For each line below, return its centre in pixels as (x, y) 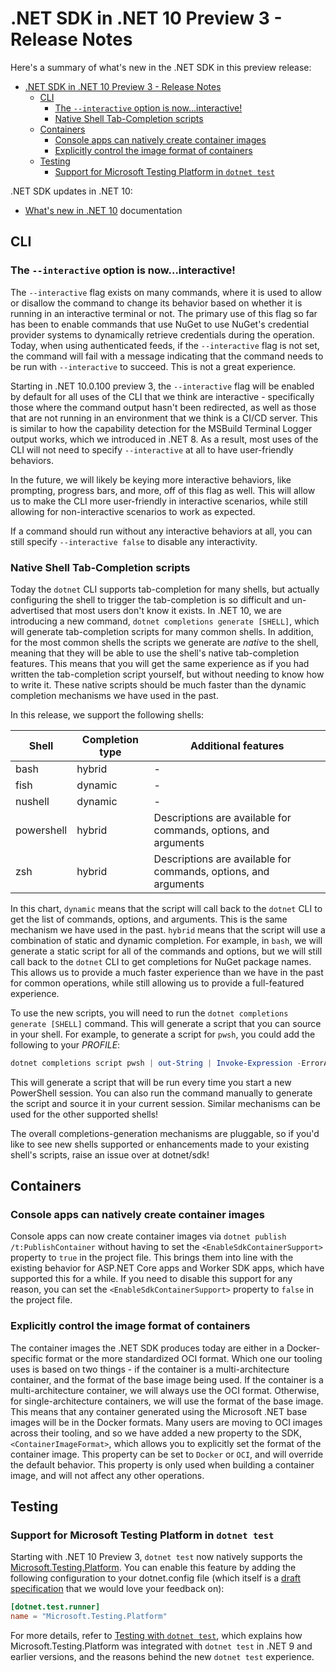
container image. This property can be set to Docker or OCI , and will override (167, 1454)
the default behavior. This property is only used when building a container (162, 1464)
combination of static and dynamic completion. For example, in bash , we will (166, 940)
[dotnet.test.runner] (55, 1607)
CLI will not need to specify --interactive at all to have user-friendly (152, 449)
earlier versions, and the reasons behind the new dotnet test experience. (162, 1657)
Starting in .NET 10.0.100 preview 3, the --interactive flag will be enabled (162, 386)
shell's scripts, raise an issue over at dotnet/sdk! (110, 1154)
